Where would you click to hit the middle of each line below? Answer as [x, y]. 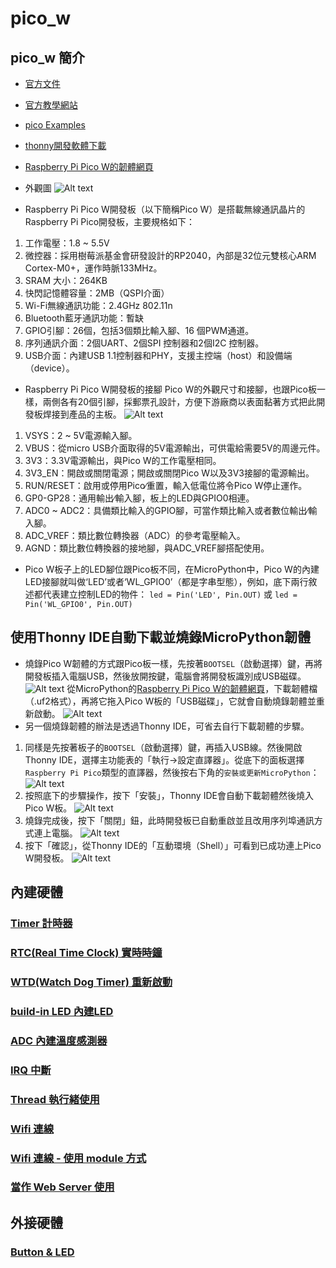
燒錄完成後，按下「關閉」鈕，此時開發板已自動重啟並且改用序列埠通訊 [169, 820]
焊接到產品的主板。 [82, 414]
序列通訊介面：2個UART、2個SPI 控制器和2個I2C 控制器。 [144, 343]
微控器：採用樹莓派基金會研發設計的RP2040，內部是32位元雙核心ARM [170, 255]
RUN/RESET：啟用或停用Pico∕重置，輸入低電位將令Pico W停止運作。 [166, 485]
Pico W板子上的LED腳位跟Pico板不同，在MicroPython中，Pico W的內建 [172, 569]
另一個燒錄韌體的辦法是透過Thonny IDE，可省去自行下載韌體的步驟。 [167, 726]
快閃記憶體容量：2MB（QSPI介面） [97, 293]
